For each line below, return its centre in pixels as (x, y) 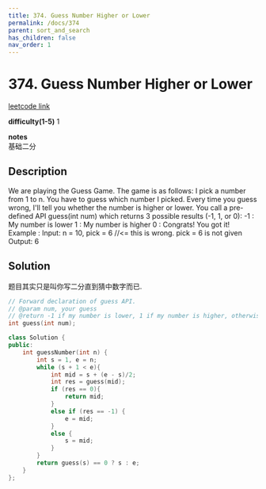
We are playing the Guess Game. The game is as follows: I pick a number (127, 190)
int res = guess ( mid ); (88, 382)
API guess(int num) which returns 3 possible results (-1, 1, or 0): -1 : (145, 216)
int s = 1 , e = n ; (67, 360)
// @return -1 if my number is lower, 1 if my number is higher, (118, 316)
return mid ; (84, 397)
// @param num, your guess (53, 309)
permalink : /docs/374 (44, 23)
